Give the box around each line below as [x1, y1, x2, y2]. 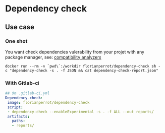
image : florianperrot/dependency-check [7, 100, 90, 105]
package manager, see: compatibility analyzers [5, 54, 102, 60]
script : [7, 105, 23, 110]
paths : [11, 119, 26, 124]
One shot [5, 38, 28, 45]
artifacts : [7, 114, 30, 119]
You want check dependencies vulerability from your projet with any [5, 49, 145, 55]
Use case [5, 23, 35, 31]
